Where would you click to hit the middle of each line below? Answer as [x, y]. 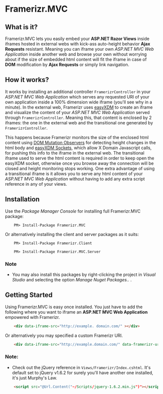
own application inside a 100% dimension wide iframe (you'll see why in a [79, 102]
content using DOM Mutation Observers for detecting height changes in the [81, 142]
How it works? [27, 80]
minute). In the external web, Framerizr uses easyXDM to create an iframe [79, 107]
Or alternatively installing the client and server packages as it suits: [72, 234]
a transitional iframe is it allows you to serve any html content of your [74, 174]
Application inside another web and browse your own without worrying [76, 54]
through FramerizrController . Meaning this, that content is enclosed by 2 [78, 118]
